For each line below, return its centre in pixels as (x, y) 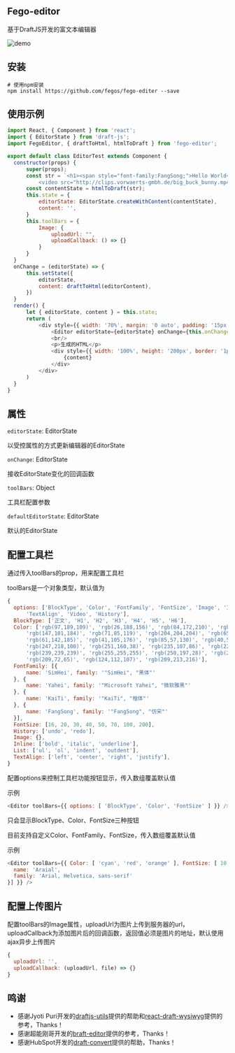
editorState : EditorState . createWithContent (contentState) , (128, 202)
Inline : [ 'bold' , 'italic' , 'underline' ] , (76, 744)
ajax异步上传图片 (31, 942)
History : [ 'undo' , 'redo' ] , (55, 731)
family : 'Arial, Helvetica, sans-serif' (73, 876)
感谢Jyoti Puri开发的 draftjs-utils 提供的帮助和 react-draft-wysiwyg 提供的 (120, 1016)
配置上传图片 (35, 906)
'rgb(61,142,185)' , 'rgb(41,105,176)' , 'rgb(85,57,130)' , (112, 640)
